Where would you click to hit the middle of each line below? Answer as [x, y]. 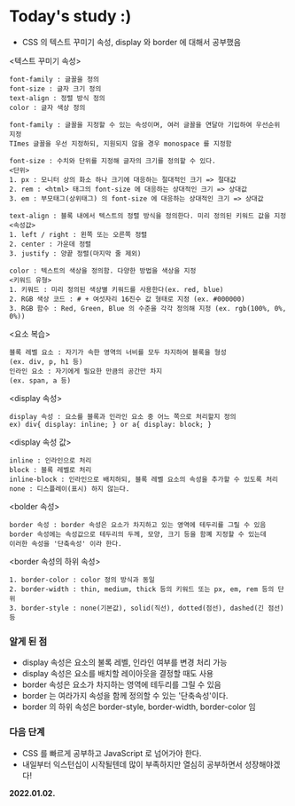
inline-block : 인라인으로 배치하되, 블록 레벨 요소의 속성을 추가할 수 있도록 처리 [144, 479]
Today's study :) [70, 16]
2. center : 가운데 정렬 [50, 244]
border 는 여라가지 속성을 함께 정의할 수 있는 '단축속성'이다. [125, 696]
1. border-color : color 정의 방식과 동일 [82, 580]
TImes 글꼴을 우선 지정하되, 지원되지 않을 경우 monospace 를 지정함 [120, 144]
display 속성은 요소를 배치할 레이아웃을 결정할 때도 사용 [118, 674]
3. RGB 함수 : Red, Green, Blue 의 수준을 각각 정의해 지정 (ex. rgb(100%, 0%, [148, 308]
